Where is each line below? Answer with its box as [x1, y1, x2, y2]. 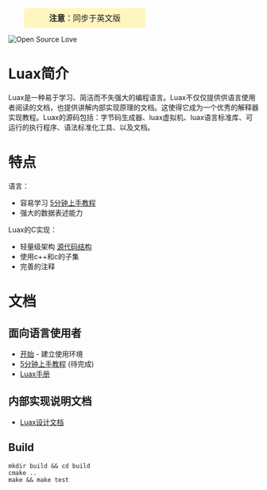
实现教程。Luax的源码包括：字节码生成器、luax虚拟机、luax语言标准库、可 [8, 112, 253, 122]
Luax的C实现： [8, 224, 57, 234]
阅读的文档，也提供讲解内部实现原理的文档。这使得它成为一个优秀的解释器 [14, 103, 259, 112]
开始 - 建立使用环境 [19, 349, 83, 359]
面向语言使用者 [8, 326, 82, 340]
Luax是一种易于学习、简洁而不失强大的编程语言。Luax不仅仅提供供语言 [8, 92, 242, 102]
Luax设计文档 [19, 417, 64, 426]
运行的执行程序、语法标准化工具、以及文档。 [8, 122, 155, 132]
